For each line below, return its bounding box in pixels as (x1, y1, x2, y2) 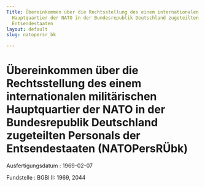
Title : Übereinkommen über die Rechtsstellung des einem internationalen (6, 9, 199, 15)
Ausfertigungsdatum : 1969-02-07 (6, 162, 93, 169)
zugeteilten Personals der (6, 129, 141, 143)
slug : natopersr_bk (6, 32, 56, 38)
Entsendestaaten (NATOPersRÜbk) (6, 142, 188, 156)
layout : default (6, 26, 48, 32)
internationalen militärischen (6, 90, 157, 104)
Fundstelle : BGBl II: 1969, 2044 (6, 174, 86, 181)
